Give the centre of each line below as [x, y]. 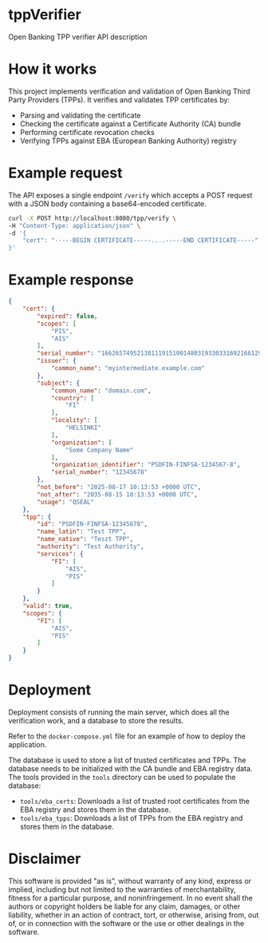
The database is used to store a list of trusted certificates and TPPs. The [127, 760]
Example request [65, 173]
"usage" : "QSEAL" [65, 502]
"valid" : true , [48, 606]
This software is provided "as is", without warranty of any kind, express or [130, 881]
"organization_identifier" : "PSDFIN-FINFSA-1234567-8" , [146, 465]
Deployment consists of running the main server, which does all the [119, 712]
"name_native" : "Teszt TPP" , [85, 539]
